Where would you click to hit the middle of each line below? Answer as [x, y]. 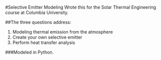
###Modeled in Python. [29, 52]
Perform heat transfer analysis [44, 42]
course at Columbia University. [37, 12]
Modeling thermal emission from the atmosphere [63, 32]
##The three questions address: [38, 22]
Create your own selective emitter [47, 37]
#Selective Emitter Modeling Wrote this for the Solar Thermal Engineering [81, 7]
